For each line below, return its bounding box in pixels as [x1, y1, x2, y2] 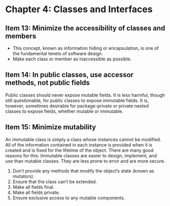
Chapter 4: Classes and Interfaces [5, 4, 153, 15]
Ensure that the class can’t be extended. [12, 179, 97, 185]
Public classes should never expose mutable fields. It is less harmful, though [5, 92, 165, 98]
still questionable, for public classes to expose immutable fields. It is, [5, 97, 149, 104]
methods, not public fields [5, 79, 90, 87]
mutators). [12, 173, 35, 179]
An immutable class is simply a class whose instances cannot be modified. [5, 136, 161, 143]
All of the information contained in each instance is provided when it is [5, 142, 153, 148]
